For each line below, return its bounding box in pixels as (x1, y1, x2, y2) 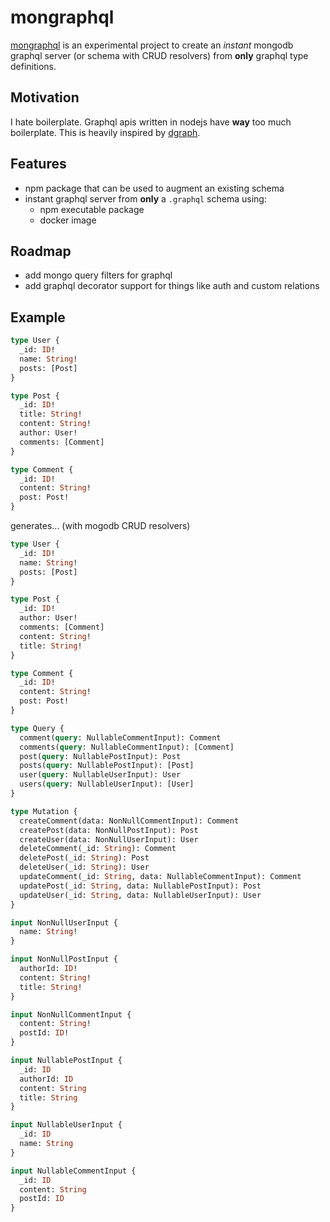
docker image (39, 214, 97, 226)
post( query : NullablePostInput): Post (19, 751, 182, 761)
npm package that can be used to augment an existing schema (24, 182, 285, 194)
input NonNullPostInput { (10, 954, 118, 965)
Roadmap (10, 242, 72, 260)
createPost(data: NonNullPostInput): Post (19, 825, 199, 835)
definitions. (10, 60, 57, 72)
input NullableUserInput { (10, 1120, 123, 1130)
